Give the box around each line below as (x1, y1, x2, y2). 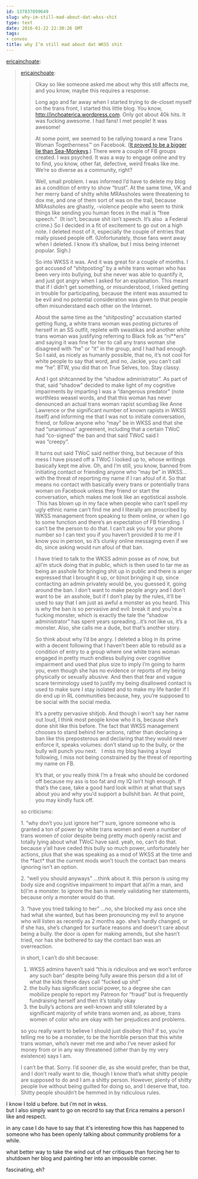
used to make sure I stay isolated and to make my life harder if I (35, 686, 189, 693)
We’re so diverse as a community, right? (35, 166, 133, 173)
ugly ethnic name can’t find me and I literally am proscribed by (35, 506, 187, 513)
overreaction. (20, 943, 54, 950)
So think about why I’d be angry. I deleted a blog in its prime (35, 636, 181, 643)
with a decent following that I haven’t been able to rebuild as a (35, 641, 186, 649)
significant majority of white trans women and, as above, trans (29, 1009, 181, 1017)
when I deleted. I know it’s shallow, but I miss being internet (35, 240, 180, 247)
